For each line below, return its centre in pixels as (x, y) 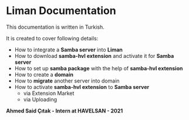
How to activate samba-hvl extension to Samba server (82, 87)
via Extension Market (49, 93)
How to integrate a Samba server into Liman (69, 49)
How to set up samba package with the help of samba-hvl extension (99, 68)
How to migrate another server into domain (67, 81)
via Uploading (40, 99)
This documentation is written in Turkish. (55, 27)
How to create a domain (44, 74)
